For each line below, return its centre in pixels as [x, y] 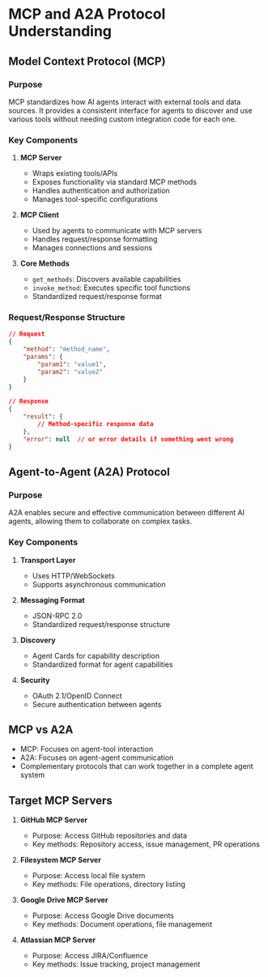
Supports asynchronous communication [99, 584]
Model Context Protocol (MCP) [87, 61]
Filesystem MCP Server [60, 860]
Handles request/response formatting [95, 239]
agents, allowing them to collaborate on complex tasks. [100, 521]
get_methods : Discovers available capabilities [106, 279]
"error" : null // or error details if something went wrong [128, 439]
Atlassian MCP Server [57, 940]
